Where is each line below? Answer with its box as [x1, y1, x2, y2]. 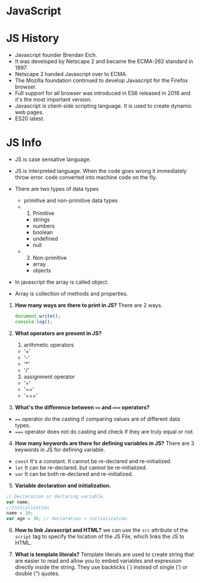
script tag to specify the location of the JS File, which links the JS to [14, 533, 184, 540]
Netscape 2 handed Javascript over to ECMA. [14, 71, 128, 78]
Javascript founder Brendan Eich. [14, 51, 97, 59]
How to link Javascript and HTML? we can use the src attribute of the [14, 527, 188, 534]
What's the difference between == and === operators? [14, 403, 150, 411]
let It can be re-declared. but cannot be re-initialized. [14, 464, 147, 471]
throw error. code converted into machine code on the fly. [14, 174, 157, 181]
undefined [32, 235, 59, 242]
